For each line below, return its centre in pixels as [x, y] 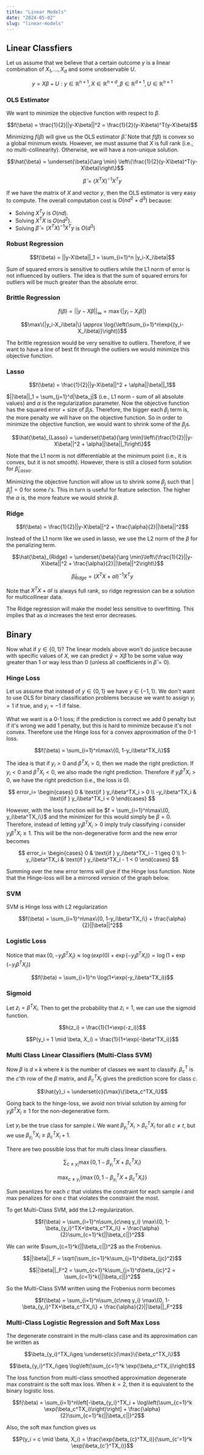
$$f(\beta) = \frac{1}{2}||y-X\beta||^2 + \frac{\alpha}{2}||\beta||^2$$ [102, 527]
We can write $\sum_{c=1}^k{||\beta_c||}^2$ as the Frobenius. [84, 1246]
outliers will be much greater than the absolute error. [72, 282]
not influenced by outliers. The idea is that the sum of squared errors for [97, 275]
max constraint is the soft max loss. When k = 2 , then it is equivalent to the [100, 1384]
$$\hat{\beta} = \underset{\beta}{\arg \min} [62, 161]
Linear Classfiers [40, 48]
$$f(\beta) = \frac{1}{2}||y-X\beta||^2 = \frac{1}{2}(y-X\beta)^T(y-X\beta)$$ [102, 125]
